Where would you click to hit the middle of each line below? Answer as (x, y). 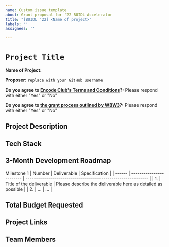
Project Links (26, 222)
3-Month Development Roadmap (58, 161)
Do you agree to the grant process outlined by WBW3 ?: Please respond (81, 105)
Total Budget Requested (44, 205)
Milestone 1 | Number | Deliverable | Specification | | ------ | (68, 173)
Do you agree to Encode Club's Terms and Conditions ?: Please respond (82, 90)
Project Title (35, 57)
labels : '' (17, 24)
